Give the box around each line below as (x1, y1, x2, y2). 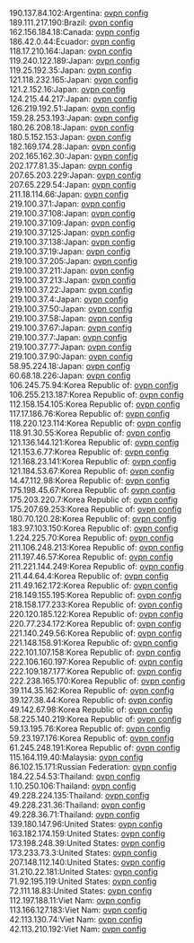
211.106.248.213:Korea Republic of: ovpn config (9, 542, 184, 552)
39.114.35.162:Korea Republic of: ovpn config (9, 685, 175, 695)
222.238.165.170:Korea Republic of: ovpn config (9, 675, 186, 686)
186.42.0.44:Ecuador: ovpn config (9, 36, 136, 47)
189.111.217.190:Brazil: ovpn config (9, 17, 134, 28)
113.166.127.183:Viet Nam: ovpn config (9, 904, 148, 915)
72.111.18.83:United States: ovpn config (9, 886, 153, 896)
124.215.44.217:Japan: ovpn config (9, 93, 137, 104)
